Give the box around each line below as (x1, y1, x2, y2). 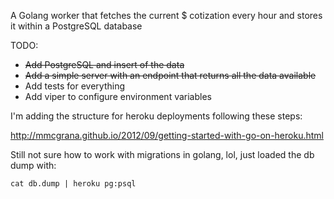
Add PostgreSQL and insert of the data (24, 59, 185, 70)
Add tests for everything (24, 80, 125, 92)
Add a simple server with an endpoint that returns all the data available (24, 70, 317, 81)
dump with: (10, 160, 57, 171)
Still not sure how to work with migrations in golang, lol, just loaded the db (10, 149, 315, 160)
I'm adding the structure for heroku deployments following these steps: (10, 110, 303, 122)
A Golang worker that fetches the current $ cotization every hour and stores (10, 10, 323, 21)
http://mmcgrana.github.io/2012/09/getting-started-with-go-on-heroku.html (10, 130, 324, 141)
